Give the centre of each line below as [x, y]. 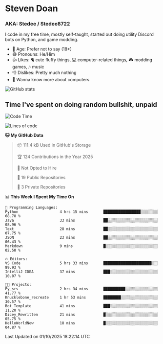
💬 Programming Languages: [31, 208]
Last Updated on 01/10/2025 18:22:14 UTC [48, 337]
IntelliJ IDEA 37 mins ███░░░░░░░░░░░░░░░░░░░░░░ [82, 272]
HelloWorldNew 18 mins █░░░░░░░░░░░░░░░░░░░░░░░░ [82, 323]
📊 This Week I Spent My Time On [40, 197]
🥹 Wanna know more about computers [51, 80]
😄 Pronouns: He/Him [33, 54]
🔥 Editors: [16, 259]
